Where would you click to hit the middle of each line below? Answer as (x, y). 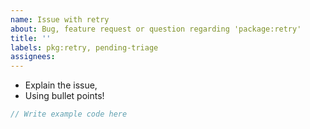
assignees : (33, 57)
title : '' (31, 38)
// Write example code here (69, 114)
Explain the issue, (61, 85)
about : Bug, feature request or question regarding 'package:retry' (156, 29)
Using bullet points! (64, 96)
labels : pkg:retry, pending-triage (84, 47)
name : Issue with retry (60, 19)
